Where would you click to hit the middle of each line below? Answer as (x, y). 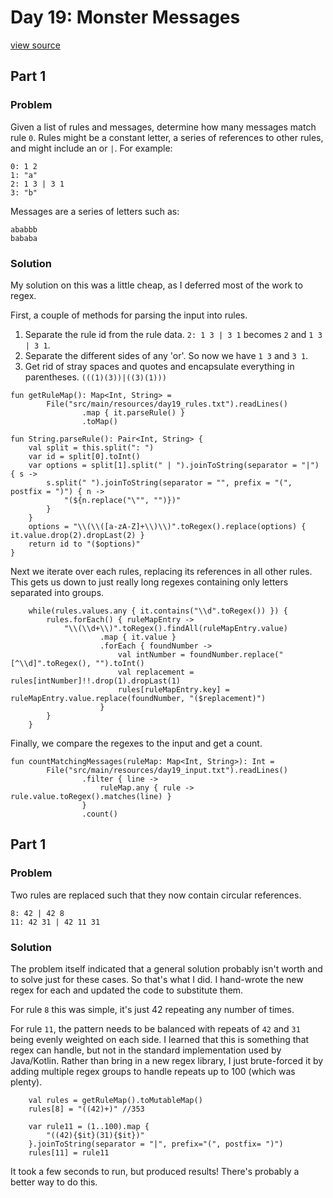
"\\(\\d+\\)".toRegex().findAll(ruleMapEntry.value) (175, 628)
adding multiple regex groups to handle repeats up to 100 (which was (153, 1071)
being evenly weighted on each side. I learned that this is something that (160, 1039)
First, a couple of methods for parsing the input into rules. (129, 315)
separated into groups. (57, 592)
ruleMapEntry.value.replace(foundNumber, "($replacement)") (138, 698)
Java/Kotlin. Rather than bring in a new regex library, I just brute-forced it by (167, 1060)
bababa (24, 238)
